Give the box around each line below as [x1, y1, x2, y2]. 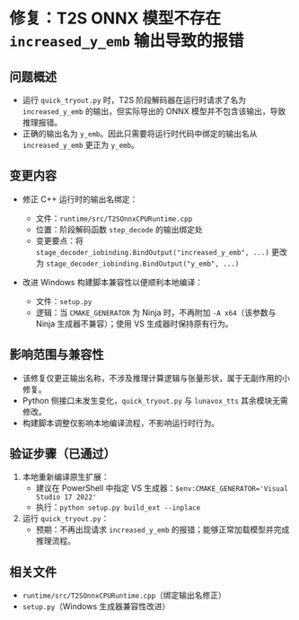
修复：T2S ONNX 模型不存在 [9, 8, 222, 29]
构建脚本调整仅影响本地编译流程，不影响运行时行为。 [22, 417, 220, 428]
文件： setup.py [35, 295, 92, 306]
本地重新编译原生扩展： [22, 472, 110, 483]
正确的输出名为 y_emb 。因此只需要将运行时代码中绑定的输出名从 [22, 128, 258, 139]
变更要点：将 [35, 235, 84, 246]
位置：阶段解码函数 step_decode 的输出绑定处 [35, 223, 204, 234]
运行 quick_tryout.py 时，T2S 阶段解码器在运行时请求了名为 [22, 95, 247, 105]
